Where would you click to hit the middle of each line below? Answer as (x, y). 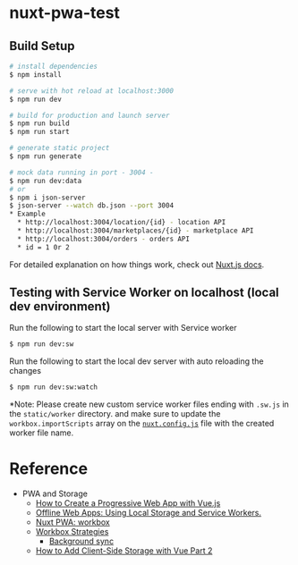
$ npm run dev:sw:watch (54, 387)
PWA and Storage (55, 493)
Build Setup (42, 46)
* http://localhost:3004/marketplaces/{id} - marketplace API (136, 231)
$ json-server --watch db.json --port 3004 (92, 206)
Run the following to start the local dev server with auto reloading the (136, 361)
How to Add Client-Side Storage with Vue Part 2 (124, 551)
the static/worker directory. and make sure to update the (115, 414)
